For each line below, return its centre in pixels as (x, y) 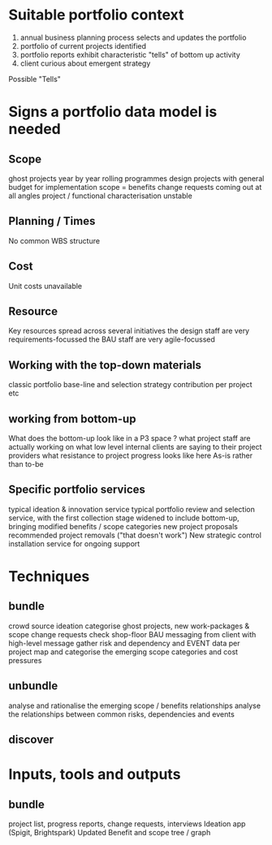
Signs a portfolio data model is (113, 112)
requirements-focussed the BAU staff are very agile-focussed (112, 339)
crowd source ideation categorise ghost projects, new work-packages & (129, 626)
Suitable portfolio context (96, 15)
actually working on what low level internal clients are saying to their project (135, 447)
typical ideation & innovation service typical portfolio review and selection (132, 509)
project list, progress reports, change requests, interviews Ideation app (127, 824)
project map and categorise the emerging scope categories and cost (123, 652)
